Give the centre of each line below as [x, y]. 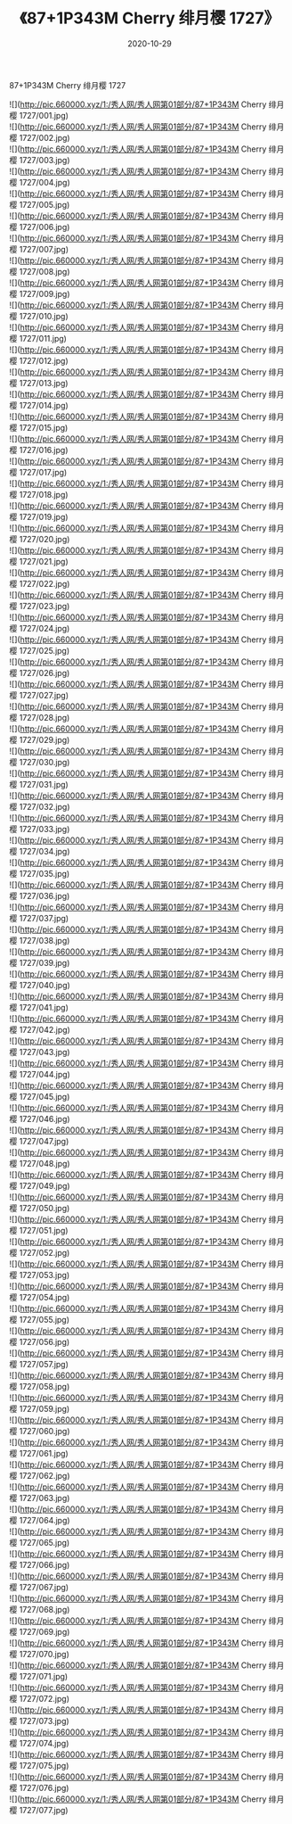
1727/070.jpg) [44, 1654]
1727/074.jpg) [44, 1743]
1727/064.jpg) [45, 1520]
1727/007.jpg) [44, 249]
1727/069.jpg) [45, 1631]
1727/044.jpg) [45, 1074]
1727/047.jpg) [44, 1141]
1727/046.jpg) [45, 1118]
